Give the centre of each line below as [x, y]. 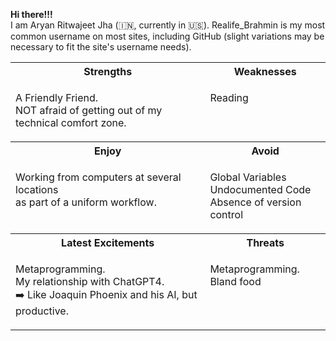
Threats [265, 242]
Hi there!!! [31, 14]
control [226, 214]
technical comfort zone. [71, 122]
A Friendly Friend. [57, 97]
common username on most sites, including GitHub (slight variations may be [167, 36]
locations [37, 189]
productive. [42, 311]
